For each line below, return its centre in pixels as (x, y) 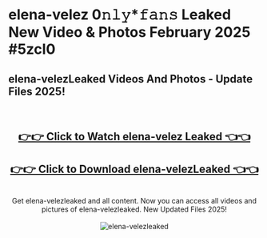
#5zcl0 (32, 49)
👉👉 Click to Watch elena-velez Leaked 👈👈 (134, 137)
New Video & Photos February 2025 (130, 32)
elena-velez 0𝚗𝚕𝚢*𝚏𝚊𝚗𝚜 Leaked (120, 15)
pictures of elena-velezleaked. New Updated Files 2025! (134, 209)
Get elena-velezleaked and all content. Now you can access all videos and (134, 201)
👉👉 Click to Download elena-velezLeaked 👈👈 (134, 169)
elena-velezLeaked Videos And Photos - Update (131, 79)
